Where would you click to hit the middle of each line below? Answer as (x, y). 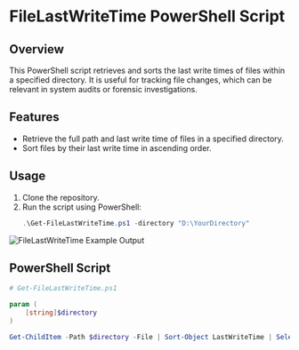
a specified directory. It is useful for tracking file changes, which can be (141, 80)
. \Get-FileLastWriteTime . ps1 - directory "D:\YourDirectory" (136, 223)
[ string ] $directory (61, 313)
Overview (37, 49)
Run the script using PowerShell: (82, 207)
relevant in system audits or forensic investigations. (103, 89)
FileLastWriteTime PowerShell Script (147, 16)
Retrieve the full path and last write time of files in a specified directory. (153, 139)
